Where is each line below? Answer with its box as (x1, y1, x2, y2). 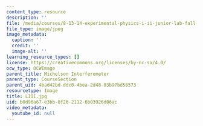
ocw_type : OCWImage (6, 65, 56, 71)
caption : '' (11, 37, 42, 43)
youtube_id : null (11, 110, 56, 116)
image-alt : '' (11, 48, 47, 55)
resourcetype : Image (6, 88, 59, 94)
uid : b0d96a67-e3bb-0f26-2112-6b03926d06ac (6, 99, 118, 105)
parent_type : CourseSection (6, 76, 77, 82)
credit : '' (11, 43, 39, 49)
